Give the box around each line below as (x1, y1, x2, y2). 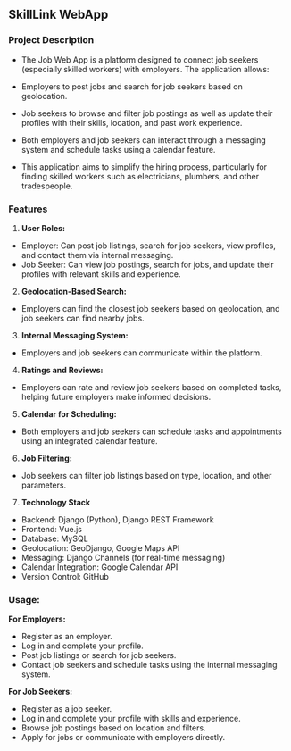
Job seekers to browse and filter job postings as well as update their (21, 107, 273, 119)
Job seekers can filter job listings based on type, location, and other (21, 470, 272, 480)
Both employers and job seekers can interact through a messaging (21, 134, 266, 146)
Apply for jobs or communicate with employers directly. (21, 732, 225, 743)
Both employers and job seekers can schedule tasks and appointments (21, 426, 282, 437)
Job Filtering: (21, 453, 72, 463)
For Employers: (8, 613, 66, 624)
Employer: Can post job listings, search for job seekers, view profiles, (21, 240, 276, 251)
